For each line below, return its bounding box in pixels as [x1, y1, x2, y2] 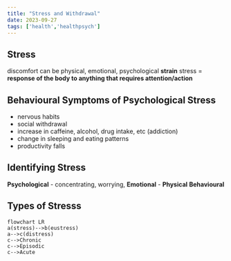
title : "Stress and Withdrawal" [7, 10, 100, 17]
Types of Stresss [7, 200, 82, 212]
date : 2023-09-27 [7, 17, 57, 23]
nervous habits [17, 113, 60, 121]
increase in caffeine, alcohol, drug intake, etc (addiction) [17, 127, 178, 135]
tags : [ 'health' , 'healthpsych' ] [7, 23, 100, 30]
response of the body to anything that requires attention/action [7, 74, 193, 83]
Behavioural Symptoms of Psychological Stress [7, 94, 216, 106]
